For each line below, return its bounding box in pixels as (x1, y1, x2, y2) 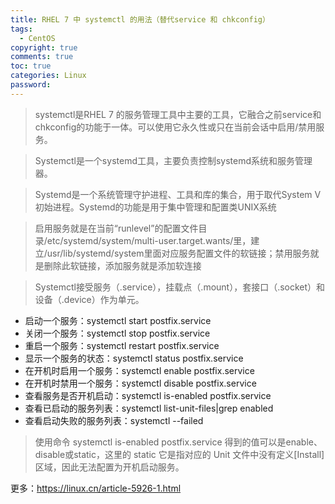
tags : (10, 24, 33, 34)
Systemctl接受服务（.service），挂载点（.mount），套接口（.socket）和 (34, 281, 326, 293)
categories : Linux (10, 71, 87, 81)
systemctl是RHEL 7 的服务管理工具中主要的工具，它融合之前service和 (34, 108, 322, 120)
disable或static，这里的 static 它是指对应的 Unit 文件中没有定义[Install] (34, 448, 325, 460)
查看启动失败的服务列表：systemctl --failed (24, 414, 204, 426)
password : (10, 80, 52, 90)
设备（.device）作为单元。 (34, 293, 145, 305)
